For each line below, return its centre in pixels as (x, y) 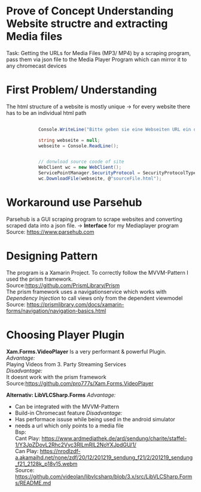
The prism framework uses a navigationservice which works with (86, 291)
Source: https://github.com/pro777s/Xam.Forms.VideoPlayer (80, 383)
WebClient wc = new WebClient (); (80, 168)
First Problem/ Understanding (82, 90)
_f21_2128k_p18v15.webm (46, 464)
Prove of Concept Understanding (90, 11)
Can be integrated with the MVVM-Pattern (67, 406)
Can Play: (27, 451)
